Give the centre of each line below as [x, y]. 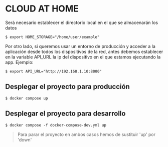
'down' [25, 139]
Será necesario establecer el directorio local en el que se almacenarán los [81, 22]
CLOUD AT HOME [42, 9]
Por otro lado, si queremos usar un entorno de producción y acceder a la [80, 46]
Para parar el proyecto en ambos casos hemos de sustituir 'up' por [87, 134]
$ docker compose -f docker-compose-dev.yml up [56, 125]
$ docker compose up [27, 98]
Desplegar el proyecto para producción [68, 87]
